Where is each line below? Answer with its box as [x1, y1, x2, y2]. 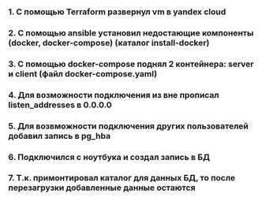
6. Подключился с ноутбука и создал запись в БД [8, 151, 211, 162]
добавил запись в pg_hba [8, 130, 111, 141]
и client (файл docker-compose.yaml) [8, 68, 158, 79]
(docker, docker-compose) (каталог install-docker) [8, 37, 210, 48]
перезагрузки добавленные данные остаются [8, 182, 196, 193]
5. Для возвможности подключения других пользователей [8, 121, 249, 132]
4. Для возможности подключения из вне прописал [8, 89, 219, 100]
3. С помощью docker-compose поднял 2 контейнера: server [8, 58, 254, 69]
